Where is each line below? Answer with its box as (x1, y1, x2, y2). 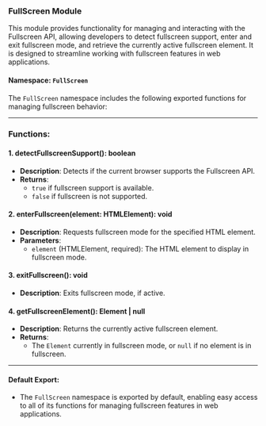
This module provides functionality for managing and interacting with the (8, 24, 245, 33)
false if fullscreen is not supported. (31, 191, 148, 201)
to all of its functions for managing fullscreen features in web (19, 401, 218, 410)
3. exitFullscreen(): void (8, 271, 89, 280)
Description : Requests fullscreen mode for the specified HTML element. (19, 227, 256, 236)
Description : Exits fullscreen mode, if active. (19, 288, 165, 298)
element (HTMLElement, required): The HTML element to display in (31, 244, 249, 253)
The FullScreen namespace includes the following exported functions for (8, 93, 247, 102)
